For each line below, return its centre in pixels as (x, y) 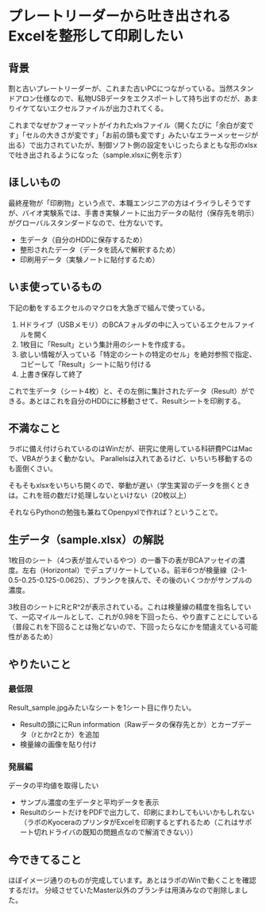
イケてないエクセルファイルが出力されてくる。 (91, 108)
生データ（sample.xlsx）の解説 (86, 539)
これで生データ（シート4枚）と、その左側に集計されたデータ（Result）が (128, 391)
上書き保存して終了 (51, 374)
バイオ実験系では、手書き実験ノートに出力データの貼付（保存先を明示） (140, 213)
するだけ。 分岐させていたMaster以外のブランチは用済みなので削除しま (125, 891)
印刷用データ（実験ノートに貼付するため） (89, 260)
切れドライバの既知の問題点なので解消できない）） (116, 832)
